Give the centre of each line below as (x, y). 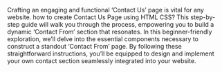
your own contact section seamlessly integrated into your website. (102, 61)
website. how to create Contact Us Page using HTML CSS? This (98, 17)
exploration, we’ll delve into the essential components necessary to (103, 39)
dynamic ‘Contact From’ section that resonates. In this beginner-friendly (110, 32)
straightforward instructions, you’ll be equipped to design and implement (111, 53)
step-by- (203, 17)
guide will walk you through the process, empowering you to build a (118, 24)
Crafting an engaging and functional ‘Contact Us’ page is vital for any (105, 10)
